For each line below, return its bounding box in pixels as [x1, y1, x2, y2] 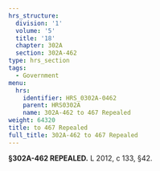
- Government [15, 71, 59, 79]
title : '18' [15, 34, 56, 43]
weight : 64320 [8, 116, 56, 124]
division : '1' [15, 19, 63, 27]
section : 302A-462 [15, 49, 78, 57]
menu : [8, 79, 27, 87]
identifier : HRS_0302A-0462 [23, 94, 117, 102]
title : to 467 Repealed [8, 124, 88, 132]
